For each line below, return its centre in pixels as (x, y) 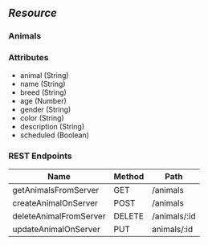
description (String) (52, 126)
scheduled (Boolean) (55, 135)
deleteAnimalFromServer (59, 216)
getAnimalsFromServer (56, 190)
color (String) (42, 118)
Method (129, 176)
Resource (33, 13)
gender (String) (45, 109)
